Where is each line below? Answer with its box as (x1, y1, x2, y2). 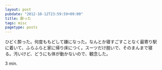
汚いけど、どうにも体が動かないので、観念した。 (13, 51, 111, 57)
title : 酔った (5, 16, 31, 21)
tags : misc (5, 20, 27, 26)
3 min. (5, 61, 18, 67)
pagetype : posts (5, 25, 38, 30)
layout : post (5, 7, 31, 12)
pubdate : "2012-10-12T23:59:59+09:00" (5, 12, 83, 16)
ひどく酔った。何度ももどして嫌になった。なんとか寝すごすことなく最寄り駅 (5, 39, 157, 45)
